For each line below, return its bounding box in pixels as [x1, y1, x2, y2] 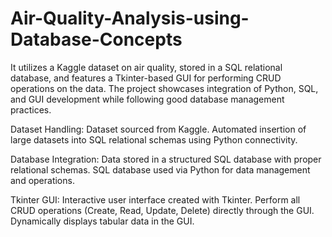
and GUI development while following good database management [10, 93, 285, 105]
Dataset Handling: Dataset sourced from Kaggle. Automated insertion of [10, 123, 307, 135]
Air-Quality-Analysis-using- [10, 7, 250, 30]
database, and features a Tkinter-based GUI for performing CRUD [10, 72, 282, 84]
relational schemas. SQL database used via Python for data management [10, 163, 311, 176]
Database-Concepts [10, 28, 183, 51]
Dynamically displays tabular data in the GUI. [10, 215, 195, 227]
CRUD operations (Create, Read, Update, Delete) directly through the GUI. [10, 204, 315, 216]
